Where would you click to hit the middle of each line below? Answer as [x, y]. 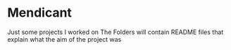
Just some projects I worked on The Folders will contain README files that [115, 32]
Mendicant [40, 13]
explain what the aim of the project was [64, 39]
